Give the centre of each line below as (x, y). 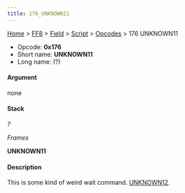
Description (25, 167)
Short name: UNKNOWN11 (55, 54)
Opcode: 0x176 (39, 47)
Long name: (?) (39, 61)
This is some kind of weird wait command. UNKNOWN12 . (89, 183)
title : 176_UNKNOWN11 (38, 14)
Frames (18, 138)
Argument (22, 78)
